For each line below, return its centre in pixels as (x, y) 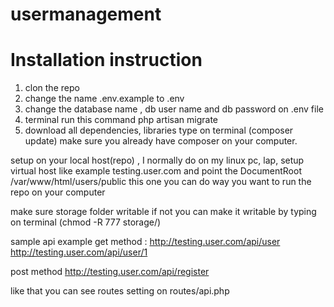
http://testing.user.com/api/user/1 (79, 252)
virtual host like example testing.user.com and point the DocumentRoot (156, 171)
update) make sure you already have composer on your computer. (161, 141)
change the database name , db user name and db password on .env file (174, 109)
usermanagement (86, 14)
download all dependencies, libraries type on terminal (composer (159, 130)
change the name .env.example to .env (104, 99)
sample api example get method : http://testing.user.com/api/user (145, 242)
